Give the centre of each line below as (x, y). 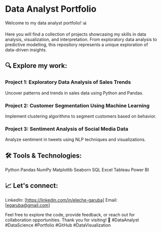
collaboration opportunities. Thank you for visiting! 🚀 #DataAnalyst (72, 220)
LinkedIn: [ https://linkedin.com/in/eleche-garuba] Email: (61, 200)
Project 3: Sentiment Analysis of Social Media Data (67, 129)
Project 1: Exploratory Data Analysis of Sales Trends (68, 82)
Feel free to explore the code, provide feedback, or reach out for (70, 214)
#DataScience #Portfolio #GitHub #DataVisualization (58, 225)
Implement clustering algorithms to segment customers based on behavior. (81, 116)
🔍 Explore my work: (36, 66)
